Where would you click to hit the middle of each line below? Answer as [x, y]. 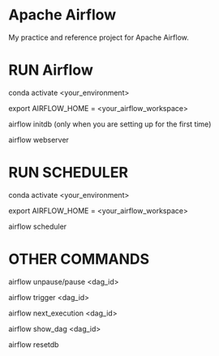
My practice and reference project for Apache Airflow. [99, 37]
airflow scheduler [38, 226]
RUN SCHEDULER [68, 173]
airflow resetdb [34, 344]
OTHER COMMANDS [79, 259]
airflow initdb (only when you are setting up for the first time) [110, 124]
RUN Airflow [51, 70]
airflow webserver [39, 139]
